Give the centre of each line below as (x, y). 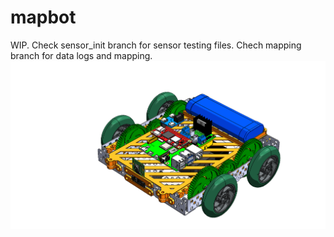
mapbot (43, 17)
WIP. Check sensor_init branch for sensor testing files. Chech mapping (156, 45)
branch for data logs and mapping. (81, 55)
